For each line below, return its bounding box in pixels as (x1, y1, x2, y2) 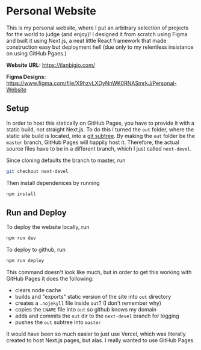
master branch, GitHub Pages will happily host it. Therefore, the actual (6, 139, 179, 146)
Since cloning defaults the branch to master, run (6, 157, 126, 164)
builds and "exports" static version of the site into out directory (14, 293, 172, 301)
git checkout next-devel (6, 168, 69, 174)
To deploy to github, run (6, 246, 66, 254)
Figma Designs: (6, 73, 46, 80)
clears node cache (14, 287, 61, 294)
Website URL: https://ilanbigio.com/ (6, 61, 95, 69)
